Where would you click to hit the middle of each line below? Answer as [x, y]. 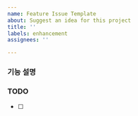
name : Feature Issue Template [52, 14]
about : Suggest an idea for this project [69, 20]
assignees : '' [28, 40]
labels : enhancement [38, 33]
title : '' [22, 27]
